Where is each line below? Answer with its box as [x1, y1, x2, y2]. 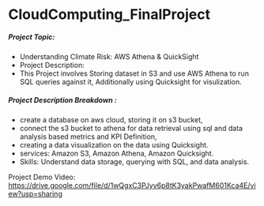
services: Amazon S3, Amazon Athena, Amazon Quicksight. [19, 148, 214, 159]
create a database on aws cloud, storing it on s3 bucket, [19, 115, 203, 125]
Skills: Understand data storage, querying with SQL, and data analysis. [19, 157, 250, 167]
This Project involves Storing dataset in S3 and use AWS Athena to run [19, 69, 249, 78]
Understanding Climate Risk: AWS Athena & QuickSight [19, 52, 199, 62]
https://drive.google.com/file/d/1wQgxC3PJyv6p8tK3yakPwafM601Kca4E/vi [8, 181, 256, 190]
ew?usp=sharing [8, 189, 63, 199]
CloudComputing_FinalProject [8, 6, 211, 24]
